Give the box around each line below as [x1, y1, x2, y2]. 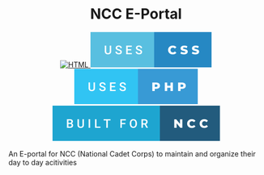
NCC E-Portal [90, 5, 182, 23]
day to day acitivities [8, 157, 77, 167]
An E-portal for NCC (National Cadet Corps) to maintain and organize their [8, 148, 257, 158]
